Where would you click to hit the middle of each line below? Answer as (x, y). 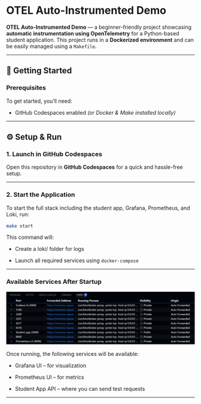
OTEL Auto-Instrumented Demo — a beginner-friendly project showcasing (99, 27)
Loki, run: (18, 214)
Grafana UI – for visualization (51, 365)
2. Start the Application (41, 194)
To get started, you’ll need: (39, 101)
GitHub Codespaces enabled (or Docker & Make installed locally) (95, 112)
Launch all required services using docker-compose (77, 261)
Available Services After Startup (54, 282)
